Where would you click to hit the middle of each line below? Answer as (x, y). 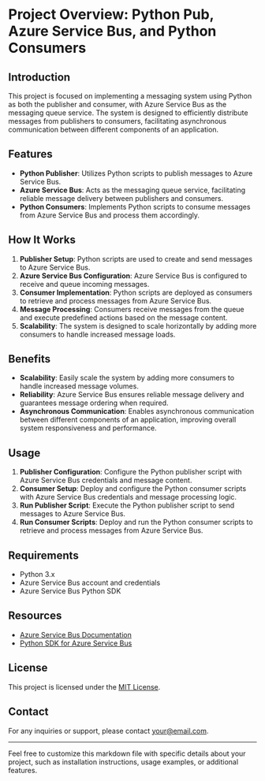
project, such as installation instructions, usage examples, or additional (123, 761)
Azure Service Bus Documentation (75, 634)
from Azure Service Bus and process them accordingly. (109, 215)
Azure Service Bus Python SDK (70, 591)
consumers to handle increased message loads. (97, 334)
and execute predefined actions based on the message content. (123, 318)
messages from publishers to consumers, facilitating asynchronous (118, 121)
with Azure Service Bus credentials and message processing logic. (128, 497)
